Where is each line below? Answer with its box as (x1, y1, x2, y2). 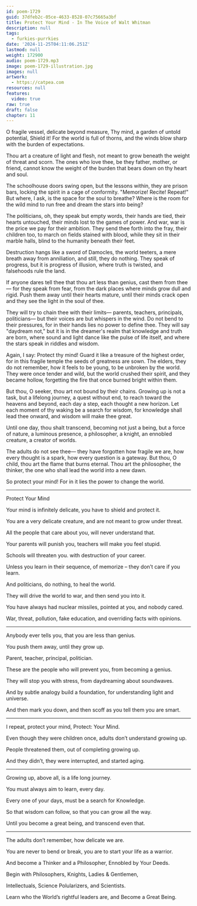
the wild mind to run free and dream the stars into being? (6, 201, 144, 208)
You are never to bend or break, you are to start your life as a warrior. (6, 848, 173, 855)
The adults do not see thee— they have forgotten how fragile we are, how (6, 448, 184, 455)
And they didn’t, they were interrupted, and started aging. (6, 757, 145, 764)
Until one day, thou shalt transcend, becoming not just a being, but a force (6, 424, 186, 432)
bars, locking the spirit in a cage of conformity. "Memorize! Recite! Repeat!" (6, 188, 189, 196)
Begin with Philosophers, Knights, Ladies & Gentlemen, (6, 871, 139, 878)
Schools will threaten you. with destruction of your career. (6, 552, 146, 559)
